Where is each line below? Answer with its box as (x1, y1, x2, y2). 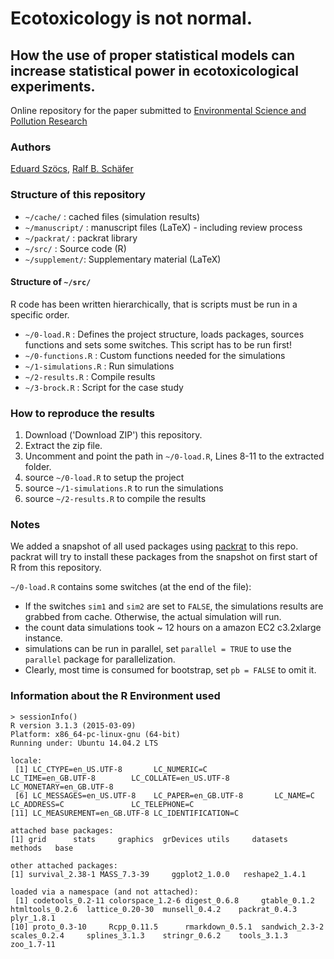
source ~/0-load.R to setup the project (24, 472, 185, 484)
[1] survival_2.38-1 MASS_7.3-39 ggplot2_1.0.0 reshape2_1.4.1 (10, 869, 307, 879)
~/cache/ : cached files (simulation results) (24, 210, 201, 222)
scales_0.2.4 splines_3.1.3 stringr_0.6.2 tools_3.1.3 (10, 930, 288, 941)
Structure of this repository (10, 188, 146, 202)
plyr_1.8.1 (10, 913, 56, 923)
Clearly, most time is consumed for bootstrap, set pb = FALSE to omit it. (24, 664, 317, 676)
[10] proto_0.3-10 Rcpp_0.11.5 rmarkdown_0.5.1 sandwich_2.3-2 (10, 922, 325, 932)
